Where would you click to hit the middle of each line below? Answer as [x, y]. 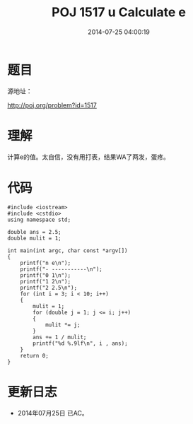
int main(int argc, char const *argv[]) [68, 251]
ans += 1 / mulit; [60, 337]
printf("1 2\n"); [46, 281]
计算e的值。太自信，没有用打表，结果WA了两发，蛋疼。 [88, 157]
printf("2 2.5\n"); [49, 288]
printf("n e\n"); [46, 263]
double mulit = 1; [34, 238]
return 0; [35, 355]
